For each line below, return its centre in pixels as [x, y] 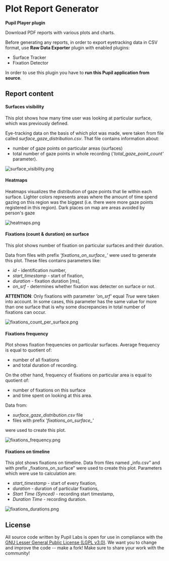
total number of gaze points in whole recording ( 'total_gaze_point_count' [88, 153]
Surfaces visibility [25, 106]
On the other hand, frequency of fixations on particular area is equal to [79, 375]
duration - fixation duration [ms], [46, 281]
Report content [30, 94]
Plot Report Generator [52, 9]
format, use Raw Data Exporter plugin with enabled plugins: [68, 47]
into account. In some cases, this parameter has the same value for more [81, 301]
